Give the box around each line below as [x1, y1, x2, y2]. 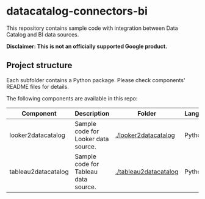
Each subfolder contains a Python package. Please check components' [6, 76, 185, 83]
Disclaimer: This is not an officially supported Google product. [6, 43, 168, 50]
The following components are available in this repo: [6, 94, 138, 102]
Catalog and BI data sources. [6, 30, 79, 38]
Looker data [74, 134, 109, 143]
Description [74, 109, 110, 117]
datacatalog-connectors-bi [6, 4, 148, 18]
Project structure [6, 60, 73, 71]
